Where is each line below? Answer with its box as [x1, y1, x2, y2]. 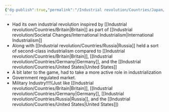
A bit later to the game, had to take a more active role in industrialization [12, 69, 162, 75]
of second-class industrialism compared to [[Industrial [12, 48, 125, 54]
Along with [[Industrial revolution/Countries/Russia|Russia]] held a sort [12, 42, 159, 48]
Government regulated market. [12, 74, 76, 80]
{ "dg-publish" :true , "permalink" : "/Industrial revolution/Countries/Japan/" [5, 7, 167, 13]
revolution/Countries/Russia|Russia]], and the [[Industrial [12, 96, 131, 102]
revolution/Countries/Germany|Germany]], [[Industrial [12, 90, 124, 96]
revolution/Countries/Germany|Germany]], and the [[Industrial [12, 58, 141, 64]
